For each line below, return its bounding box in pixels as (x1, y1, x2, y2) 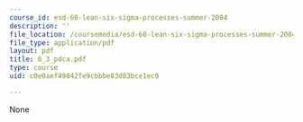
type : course (9, 64, 59, 73)
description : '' (9, 22, 70, 30)
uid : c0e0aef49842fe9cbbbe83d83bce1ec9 (9, 72, 160, 81)
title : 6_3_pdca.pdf (9, 55, 87, 64)
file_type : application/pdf (9, 38, 115, 48)
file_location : (9, 30, 67, 39)
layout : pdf (9, 47, 54, 56)
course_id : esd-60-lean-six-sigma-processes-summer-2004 (9, 13, 228, 22)
